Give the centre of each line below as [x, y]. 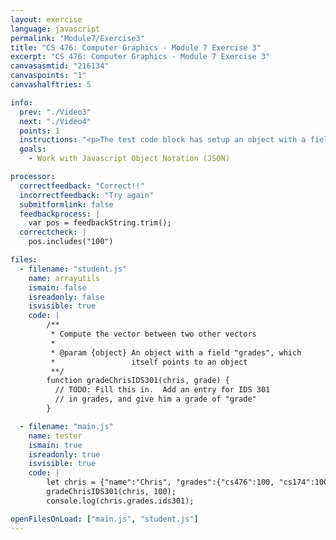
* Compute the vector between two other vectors [153, 334]
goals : [33, 149]
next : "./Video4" [55, 121]
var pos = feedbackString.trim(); [100, 223]
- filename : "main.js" [66, 426]
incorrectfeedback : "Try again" [87, 195]
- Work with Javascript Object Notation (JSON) [129, 159]
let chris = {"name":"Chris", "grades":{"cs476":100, [160, 482]
